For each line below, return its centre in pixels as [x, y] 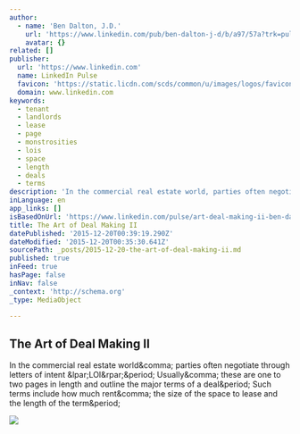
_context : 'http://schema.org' [67, 291]
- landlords [40, 117]
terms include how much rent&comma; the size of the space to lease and [144, 394]
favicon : [33, 84]
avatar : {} [46, 42]
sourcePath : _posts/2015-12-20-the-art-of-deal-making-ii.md [125, 250]
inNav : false [33, 283]
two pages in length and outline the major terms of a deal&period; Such [141, 384]
